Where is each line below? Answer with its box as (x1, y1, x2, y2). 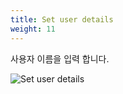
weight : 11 (10, 24, 56, 34)
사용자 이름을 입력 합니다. (10, 52, 110, 65)
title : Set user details (10, 14, 114, 25)
